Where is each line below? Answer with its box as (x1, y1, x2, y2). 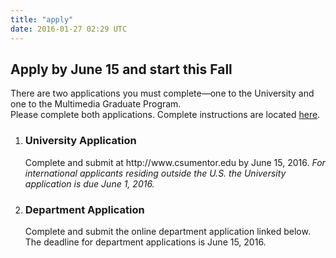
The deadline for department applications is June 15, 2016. (24, 236, 267, 248)
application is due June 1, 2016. (24, 177, 155, 190)
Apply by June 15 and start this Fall (10, 61, 233, 78)
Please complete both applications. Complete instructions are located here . (10, 109, 321, 121)
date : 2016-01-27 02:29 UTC (10, 24, 128, 34)
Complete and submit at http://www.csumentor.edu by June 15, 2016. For (24, 156, 326, 168)
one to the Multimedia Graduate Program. (10, 98, 182, 110)
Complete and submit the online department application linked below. (24, 225, 311, 237)
